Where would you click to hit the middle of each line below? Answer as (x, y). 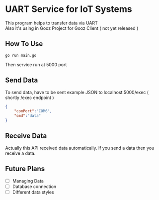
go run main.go (21, 55)
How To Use (24, 44)
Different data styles (33, 192)
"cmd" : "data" (28, 116)
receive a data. (20, 153)
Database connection (34, 186)
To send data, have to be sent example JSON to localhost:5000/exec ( (77, 92)
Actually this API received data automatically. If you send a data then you (80, 148)
